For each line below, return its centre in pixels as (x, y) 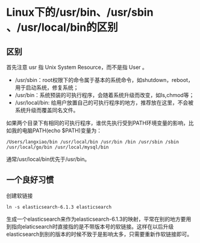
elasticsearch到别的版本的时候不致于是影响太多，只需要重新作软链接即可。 (99, 234)
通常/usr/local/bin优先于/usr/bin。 (48, 159)
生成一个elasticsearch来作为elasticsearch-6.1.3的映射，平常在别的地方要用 (99, 219)
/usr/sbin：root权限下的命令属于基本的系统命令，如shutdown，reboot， (104, 80)
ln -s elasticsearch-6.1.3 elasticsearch (59, 207)
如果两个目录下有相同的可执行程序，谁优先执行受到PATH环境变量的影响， (97, 123)
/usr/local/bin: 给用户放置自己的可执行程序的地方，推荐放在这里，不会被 (104, 103)
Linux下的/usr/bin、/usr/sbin (80, 12)
